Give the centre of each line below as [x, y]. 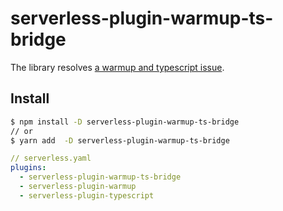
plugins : [28, 168]
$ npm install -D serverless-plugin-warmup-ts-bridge [125, 122]
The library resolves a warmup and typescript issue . [117, 67]
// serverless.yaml [51, 158]
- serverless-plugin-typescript [87, 195]
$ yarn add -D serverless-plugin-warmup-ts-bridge [120, 140]
